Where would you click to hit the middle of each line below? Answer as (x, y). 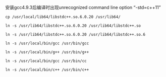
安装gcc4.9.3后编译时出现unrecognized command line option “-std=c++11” (83, 7)
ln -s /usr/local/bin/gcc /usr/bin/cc (46, 61)
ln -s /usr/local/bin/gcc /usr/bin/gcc (47, 43)
